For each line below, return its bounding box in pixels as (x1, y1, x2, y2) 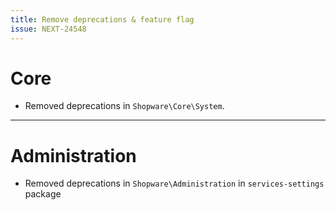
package (24, 188, 62, 200)
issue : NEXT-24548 (10, 24, 87, 34)
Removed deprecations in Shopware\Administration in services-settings (24, 177, 325, 190)
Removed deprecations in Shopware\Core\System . (24, 100, 225, 112)
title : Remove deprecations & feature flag (10, 14, 195, 25)
